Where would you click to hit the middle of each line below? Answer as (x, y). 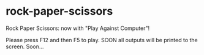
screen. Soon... (25, 46)
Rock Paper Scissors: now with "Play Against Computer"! (78, 28)
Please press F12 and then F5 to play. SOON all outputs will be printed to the (102, 40)
